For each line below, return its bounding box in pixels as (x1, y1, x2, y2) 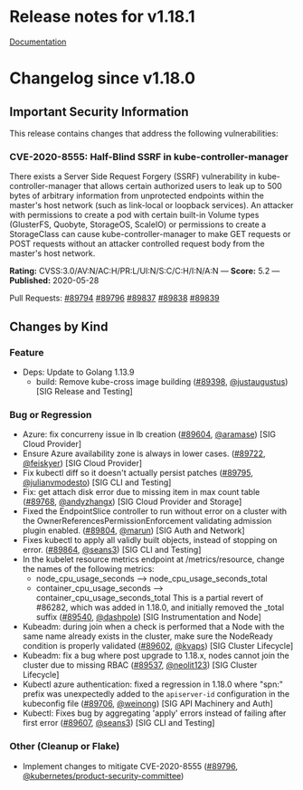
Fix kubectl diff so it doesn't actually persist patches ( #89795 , (22, 468, 253, 479)
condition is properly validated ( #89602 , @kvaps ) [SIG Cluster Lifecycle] (22, 641, 294, 652)
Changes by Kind (9, 319, 109, 334)
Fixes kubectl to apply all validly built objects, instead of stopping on (22, 535, 278, 546)
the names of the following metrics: (22, 564, 156, 575)
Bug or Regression (9, 408, 92, 421)
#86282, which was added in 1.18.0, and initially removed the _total (35, 602, 285, 613)
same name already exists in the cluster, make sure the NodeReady (22, 631, 273, 642)
